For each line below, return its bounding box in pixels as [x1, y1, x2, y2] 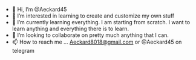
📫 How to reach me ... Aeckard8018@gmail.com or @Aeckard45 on [11, 38, 182, 45]
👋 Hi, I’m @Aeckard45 [11, 6, 67, 13]
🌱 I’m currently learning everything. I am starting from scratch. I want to [11, 19, 191, 25]
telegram [11, 47, 34, 54]
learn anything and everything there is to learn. [11, 25, 129, 32]
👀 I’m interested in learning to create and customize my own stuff [11, 12, 174, 19]
